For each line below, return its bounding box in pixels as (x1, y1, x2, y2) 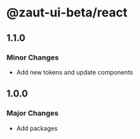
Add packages (16, 124, 58, 132)
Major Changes (6, 108, 59, 118)
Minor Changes (6, 53, 59, 62)
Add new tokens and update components (16, 68, 133, 76)
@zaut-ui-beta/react (6, 5, 128, 21)
